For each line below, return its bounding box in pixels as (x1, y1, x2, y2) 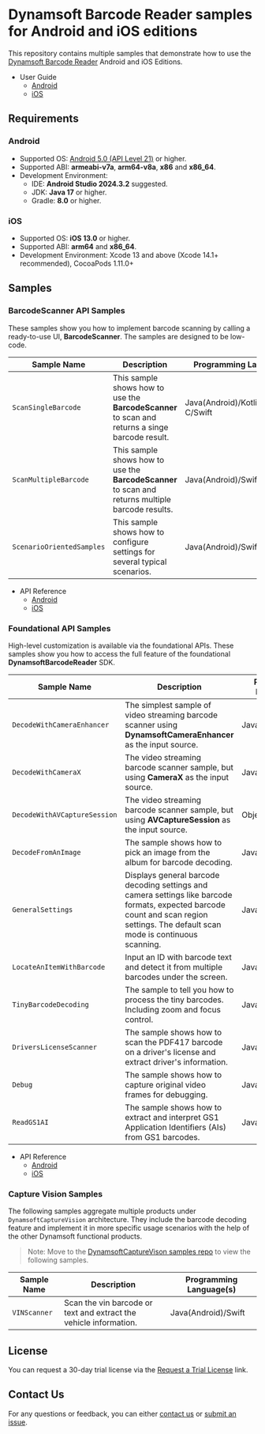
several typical (113, 556, 167, 567)
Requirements (8, 112, 79, 126)
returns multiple (113, 494, 172, 505)
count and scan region (125, 909, 208, 920)
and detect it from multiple (125, 961, 223, 972)
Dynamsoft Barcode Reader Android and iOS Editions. (8, 57, 183, 66)
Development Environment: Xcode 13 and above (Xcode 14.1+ (19, 250, 219, 259)
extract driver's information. (125, 1056, 229, 1067)
